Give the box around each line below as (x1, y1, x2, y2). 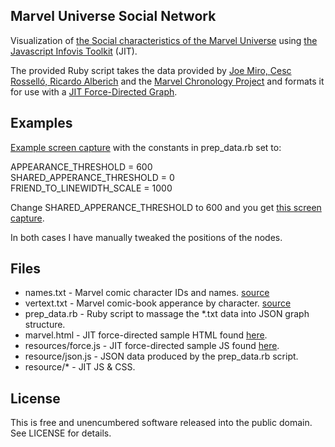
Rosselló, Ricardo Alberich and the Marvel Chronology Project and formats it (10, 75, 325, 87)
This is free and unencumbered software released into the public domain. (10, 417, 313, 429)
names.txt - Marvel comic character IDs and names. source (24, 287, 270, 299)
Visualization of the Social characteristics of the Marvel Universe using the (10, 34, 318, 46)
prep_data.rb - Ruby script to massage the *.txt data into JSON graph (24, 308, 310, 320)
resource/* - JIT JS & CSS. (24, 361, 136, 373)
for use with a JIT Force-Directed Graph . (10, 85, 178, 98)
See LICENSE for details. (10, 427, 112, 439)
